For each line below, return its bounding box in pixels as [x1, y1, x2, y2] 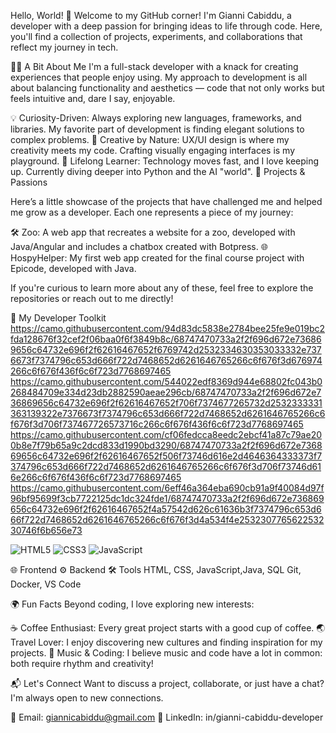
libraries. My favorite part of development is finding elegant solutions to [10, 123, 305, 135]
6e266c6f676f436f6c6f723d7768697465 [10, 471, 182, 483]
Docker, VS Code [10, 578, 82, 590]
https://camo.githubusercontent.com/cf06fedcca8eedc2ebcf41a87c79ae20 [10, 429, 323, 440]
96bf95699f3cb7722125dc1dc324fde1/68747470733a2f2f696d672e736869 [10, 493, 325, 504]
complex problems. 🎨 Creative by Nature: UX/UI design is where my [10, 134, 290, 145]
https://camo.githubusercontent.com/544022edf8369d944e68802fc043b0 [10, 376, 323, 387]
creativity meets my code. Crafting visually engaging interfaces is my [10, 145, 296, 156]
